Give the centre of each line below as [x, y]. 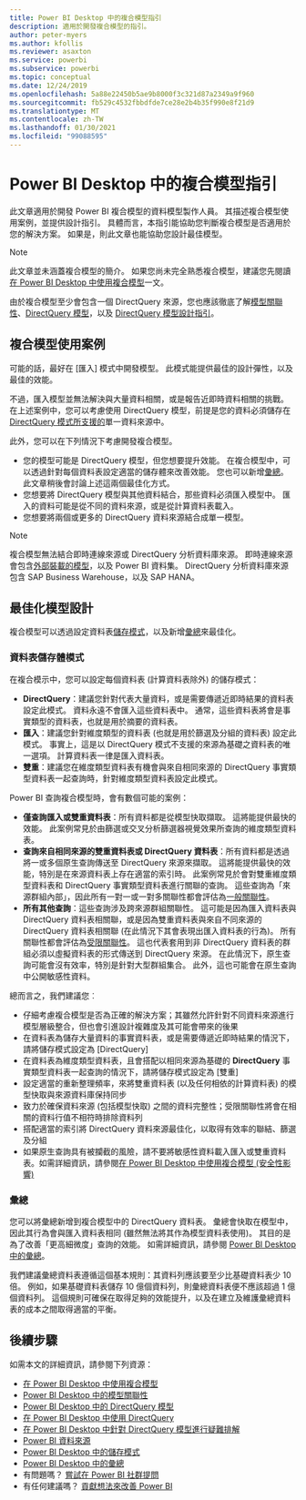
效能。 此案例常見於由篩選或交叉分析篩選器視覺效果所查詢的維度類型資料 [159, 828]
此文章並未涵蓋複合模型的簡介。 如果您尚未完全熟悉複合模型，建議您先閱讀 [150, 270]
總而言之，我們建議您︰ [53, 995]
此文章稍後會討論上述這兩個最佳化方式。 [98, 482]
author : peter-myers [49, 35]
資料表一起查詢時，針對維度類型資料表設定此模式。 [127, 778]
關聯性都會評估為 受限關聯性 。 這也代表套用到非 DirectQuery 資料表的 [153, 942]
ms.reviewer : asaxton [51, 52]
